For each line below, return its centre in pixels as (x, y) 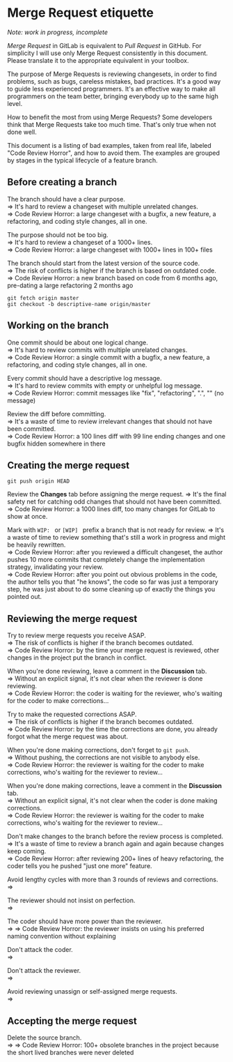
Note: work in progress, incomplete (58, 32)
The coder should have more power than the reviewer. (85, 921)
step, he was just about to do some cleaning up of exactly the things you (111, 589)
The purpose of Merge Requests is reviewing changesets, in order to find (112, 74)
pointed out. (25, 597)
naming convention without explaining (62, 936)
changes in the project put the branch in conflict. (77, 658)
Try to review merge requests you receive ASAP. (77, 635)
